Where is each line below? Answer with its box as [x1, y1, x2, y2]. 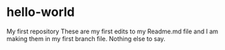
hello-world [6, 4, 75, 20]
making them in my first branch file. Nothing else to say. [6, 34, 165, 42]
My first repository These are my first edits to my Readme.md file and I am [6, 27, 219, 35]
